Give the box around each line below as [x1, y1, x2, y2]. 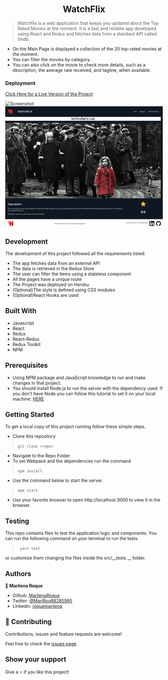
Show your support [5, 655, 66, 664]
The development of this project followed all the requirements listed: [5, 250, 146, 256]
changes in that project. [12, 380, 61, 386]
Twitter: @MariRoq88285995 [12, 598, 72, 604]
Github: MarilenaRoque [12, 592, 60, 598]
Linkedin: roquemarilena [12, 603, 62, 609]
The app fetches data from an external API [12, 260, 100, 266]
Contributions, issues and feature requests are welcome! [5, 631, 122, 637]
